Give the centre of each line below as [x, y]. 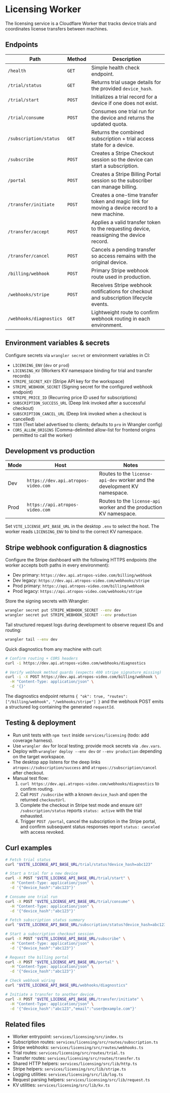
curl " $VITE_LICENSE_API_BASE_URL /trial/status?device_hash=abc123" [79, 864]
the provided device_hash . [122, 88]
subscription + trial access [123, 138]
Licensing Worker [43, 9]
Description [127, 59]
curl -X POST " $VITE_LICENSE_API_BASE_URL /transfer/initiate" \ [74, 999]
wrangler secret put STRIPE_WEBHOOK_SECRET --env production [71, 615]
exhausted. [32, 816]
